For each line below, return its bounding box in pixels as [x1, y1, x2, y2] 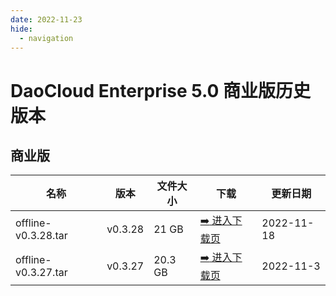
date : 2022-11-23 [10, 14, 83, 25]
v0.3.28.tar [15, 228, 68, 242]
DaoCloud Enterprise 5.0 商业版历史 [10, 79, 312, 102]
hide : [10, 24, 33, 34]
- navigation [19, 33, 74, 43]
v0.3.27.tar [15, 265, 68, 279]
